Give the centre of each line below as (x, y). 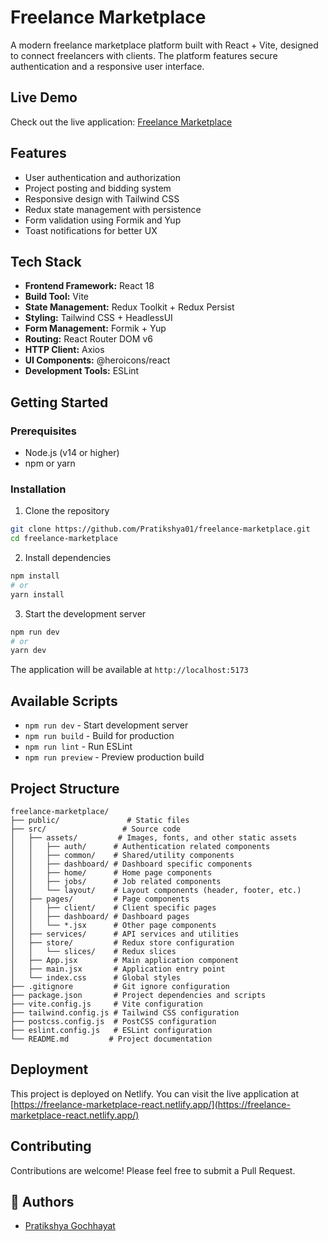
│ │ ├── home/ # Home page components (111, 872)
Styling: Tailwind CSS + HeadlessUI (98, 318)
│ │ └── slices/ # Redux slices (93, 951)
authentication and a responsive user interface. (107, 66)
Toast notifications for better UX (91, 230)
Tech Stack (46, 261)
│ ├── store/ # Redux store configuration (122, 942)
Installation (38, 489)
